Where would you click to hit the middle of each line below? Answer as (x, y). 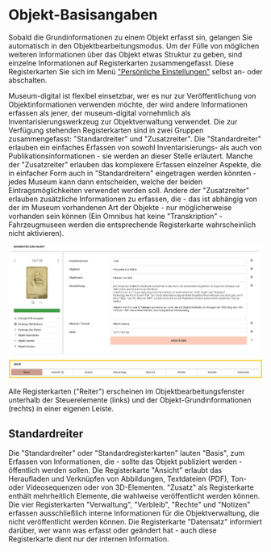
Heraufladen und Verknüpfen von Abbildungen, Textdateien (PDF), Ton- (128, 479)
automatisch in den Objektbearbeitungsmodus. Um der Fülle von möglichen (134, 45)
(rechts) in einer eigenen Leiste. (61, 408)
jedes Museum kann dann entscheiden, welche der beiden (106, 181)
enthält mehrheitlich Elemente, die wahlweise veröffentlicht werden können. (134, 496)
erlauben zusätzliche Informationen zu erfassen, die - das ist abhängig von (133, 199)
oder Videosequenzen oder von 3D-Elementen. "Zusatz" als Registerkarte (131, 487)
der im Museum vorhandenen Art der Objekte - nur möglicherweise (120, 207)
